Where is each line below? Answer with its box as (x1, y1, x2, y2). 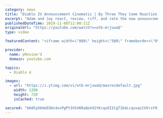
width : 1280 (14, 88, 38, 93)
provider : (5, 47, 25, 52)
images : (5, 79, 21, 83)
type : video (5, 30, 29, 35)
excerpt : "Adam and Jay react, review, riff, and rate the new (5, 16, 136, 21)
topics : (5, 65, 21, 70)
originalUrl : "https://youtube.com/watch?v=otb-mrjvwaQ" (5, 25, 123, 30)
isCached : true (14, 97, 45, 101)
